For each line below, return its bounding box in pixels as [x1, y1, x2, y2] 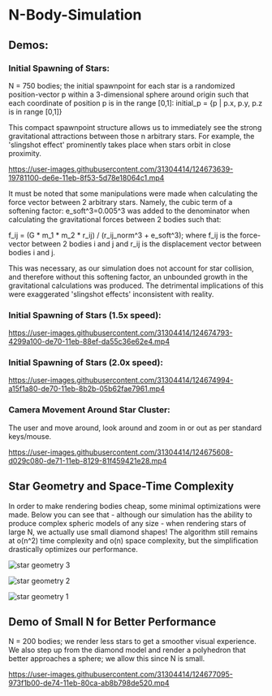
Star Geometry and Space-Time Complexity [8, 480, 234, 494]
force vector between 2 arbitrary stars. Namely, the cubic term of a [8, 197, 233, 207]
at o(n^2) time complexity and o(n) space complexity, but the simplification [8, 535, 258, 546]
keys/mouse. [8, 431, 52, 441]
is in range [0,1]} [8, 107, 63, 116]
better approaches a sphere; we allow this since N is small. [8, 654, 205, 663]
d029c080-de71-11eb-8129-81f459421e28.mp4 [8, 455, 167, 465]
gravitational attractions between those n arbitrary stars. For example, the [8, 131, 255, 141]
